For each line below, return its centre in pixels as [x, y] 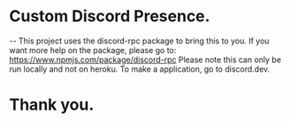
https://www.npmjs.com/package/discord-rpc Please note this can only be [145, 59]
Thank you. [52, 105]
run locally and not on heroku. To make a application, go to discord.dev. [140, 69]
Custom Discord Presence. [110, 16]
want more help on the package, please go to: [93, 50]
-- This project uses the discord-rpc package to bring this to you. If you [139, 41]
